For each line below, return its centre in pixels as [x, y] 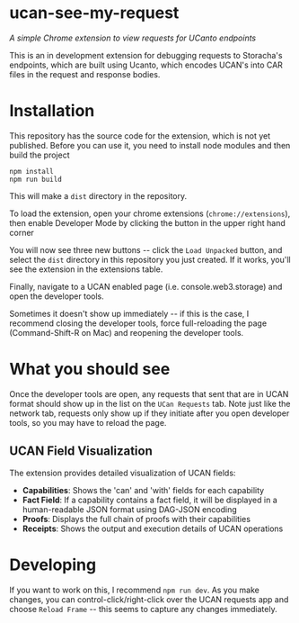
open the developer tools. [57, 296]
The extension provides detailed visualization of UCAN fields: [123, 473]
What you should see [90, 370]
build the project [40, 155]
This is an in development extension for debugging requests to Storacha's [146, 55]
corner [22, 232]
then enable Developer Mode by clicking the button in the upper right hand [147, 222]
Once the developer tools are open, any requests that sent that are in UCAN [149, 393]
